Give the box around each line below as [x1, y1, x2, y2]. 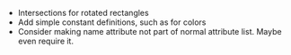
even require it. [17, 35, 75, 46]
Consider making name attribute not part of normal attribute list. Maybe [17, 27, 282, 36]
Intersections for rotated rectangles [17, 8, 150, 18]
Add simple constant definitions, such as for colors [17, 17, 207, 27]
